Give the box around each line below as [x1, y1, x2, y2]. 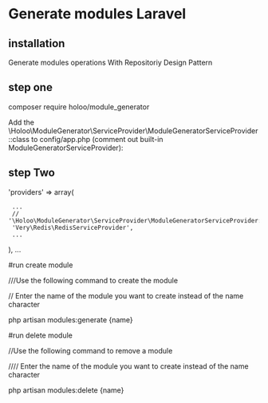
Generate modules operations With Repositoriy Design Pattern [8, 57, 213, 67]
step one [8, 81, 53, 94]
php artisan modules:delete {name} [8, 385, 124, 395]
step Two [8, 166, 56, 180]
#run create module [8, 260, 73, 270]
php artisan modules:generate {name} [8, 314, 133, 324]
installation [8, 37, 65, 50]
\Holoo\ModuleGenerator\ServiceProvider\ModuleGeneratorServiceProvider [8, 125, 258, 136]
